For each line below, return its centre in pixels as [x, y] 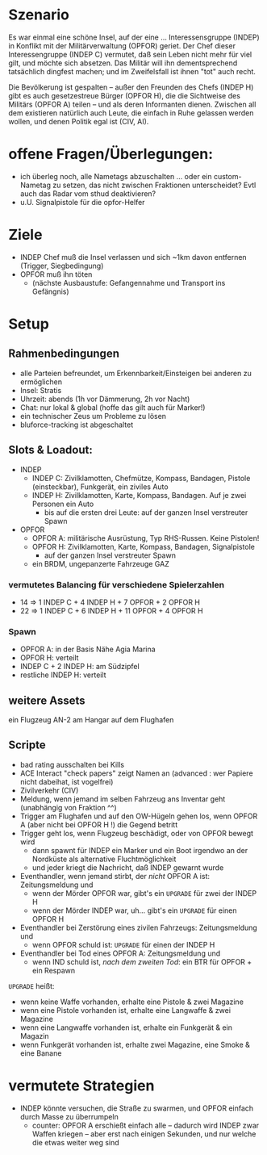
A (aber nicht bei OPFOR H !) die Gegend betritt [99, 824]
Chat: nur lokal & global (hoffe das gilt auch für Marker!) [113, 407]
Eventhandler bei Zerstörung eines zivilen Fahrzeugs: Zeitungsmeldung [139, 927]
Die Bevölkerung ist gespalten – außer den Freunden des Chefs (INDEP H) [131, 87]
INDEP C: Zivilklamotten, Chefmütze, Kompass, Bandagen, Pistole [141, 478]
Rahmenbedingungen [64, 354]
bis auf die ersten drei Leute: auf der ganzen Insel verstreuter [146, 512]
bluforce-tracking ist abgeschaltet [77, 425]
